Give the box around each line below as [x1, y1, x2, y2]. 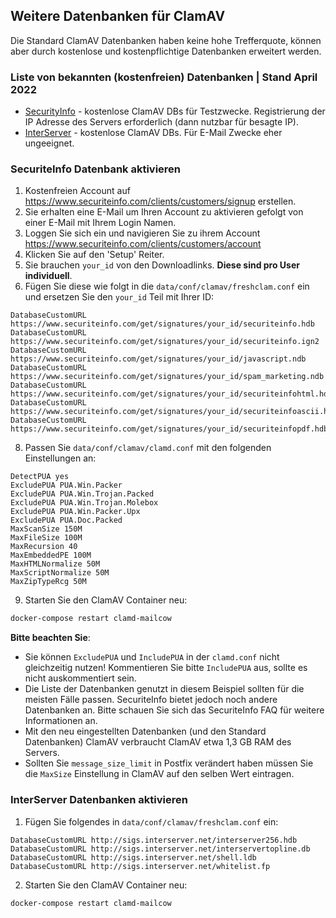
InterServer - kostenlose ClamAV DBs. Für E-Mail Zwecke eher [24, 127, 283, 139]
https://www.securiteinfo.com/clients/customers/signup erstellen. [24, 195, 297, 208]
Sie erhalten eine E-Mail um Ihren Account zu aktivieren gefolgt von [24, 206, 304, 218]
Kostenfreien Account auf [24, 185, 131, 197]
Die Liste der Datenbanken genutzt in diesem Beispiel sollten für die [24, 683, 305, 695]
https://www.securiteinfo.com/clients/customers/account [24, 238, 262, 250]
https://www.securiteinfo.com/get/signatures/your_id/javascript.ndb [10, 354, 307, 364]
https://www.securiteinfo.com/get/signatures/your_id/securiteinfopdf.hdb [10, 424, 329, 434]
